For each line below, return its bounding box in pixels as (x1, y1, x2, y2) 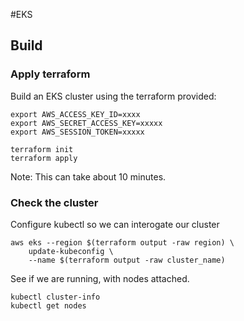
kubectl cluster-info (10, 292, 101, 302)
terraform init (10, 144, 74, 154)
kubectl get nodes (10, 300, 87, 311)
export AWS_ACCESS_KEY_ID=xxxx (10, 109, 141, 119)
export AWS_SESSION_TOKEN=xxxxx (10, 127, 145, 137)
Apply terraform (10, 67, 91, 81)
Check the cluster (10, 195, 99, 209)
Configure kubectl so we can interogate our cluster (10, 218, 220, 230)
